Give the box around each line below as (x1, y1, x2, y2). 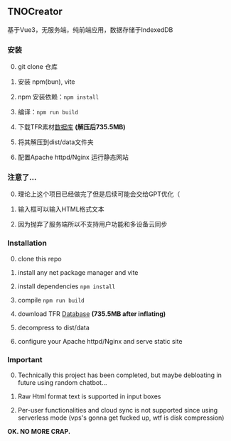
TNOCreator (7, 6, 63, 18)
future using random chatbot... (17, 379, 108, 386)
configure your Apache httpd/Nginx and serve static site (17, 337, 183, 345)
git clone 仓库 (17, 62, 58, 71)
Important (7, 354, 43, 364)
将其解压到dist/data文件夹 (17, 138, 94, 146)
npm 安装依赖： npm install (17, 92, 100, 102)
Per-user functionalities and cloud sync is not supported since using (17, 406, 218, 414)
